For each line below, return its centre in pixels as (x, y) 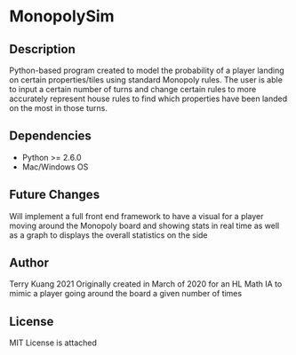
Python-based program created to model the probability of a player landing (147, 70)
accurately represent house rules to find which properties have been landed (148, 99)
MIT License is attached (53, 343)
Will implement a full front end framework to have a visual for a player (136, 216)
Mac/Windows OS (55, 167)
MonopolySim (62, 16)
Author (29, 263)
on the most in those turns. (59, 108)
